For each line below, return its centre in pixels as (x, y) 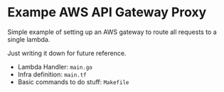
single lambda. (29, 39)
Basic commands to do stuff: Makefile (73, 81)
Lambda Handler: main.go (55, 67)
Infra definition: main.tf (52, 74)
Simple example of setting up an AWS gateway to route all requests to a (112, 32)
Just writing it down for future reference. (67, 53)
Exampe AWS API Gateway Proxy (107, 12)
